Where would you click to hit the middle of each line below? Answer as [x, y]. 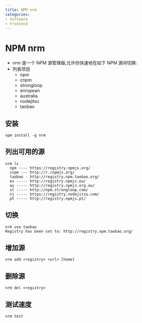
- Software [16, 19]
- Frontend [16, 24]
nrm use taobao [21, 227]
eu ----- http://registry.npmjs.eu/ [48, 181]
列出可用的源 [25, 152]
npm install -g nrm [25, 135]
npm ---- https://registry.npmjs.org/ [50, 168]
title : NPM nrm [21, 10]
